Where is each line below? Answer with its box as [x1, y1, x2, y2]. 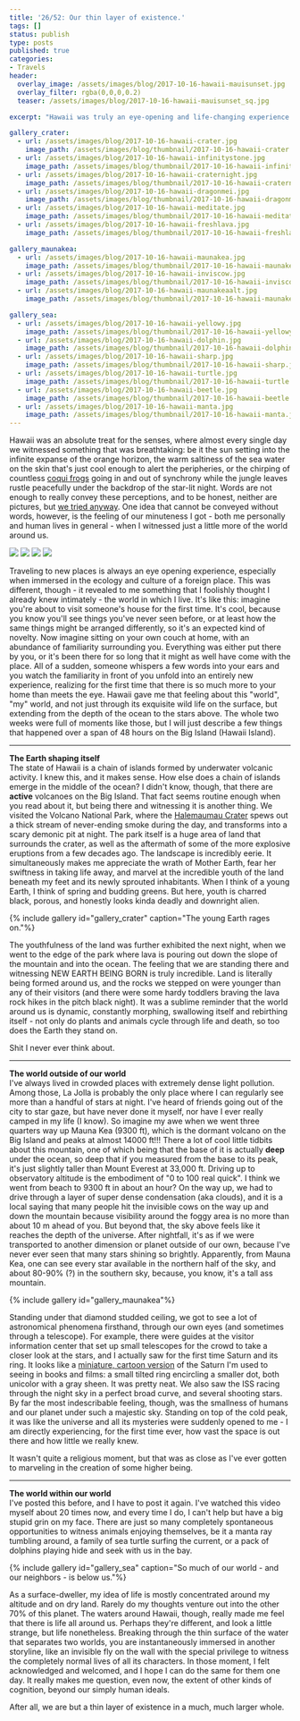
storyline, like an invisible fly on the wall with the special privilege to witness [9, 1647, 289, 1657]
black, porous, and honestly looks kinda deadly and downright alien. [9, 895, 261, 906]
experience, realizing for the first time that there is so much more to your [9, 680, 277, 691]
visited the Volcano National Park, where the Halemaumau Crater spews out [9, 810, 288, 821]
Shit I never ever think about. [9, 1043, 115, 1054]
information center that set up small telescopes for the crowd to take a [9, 1341, 268, 1352]
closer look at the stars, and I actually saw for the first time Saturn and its [9, 1350, 279, 1361]
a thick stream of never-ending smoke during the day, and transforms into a [9, 819, 287, 830]
